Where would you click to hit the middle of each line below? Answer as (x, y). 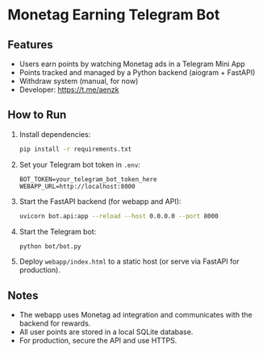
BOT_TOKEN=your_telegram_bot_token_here (88, 179)
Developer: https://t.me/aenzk (69, 89)
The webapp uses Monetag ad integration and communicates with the (136, 315)
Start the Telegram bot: (58, 231)
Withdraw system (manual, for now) (79, 81)
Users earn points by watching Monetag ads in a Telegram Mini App (132, 64)
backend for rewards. (55, 323)
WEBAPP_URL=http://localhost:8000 (77, 186)
